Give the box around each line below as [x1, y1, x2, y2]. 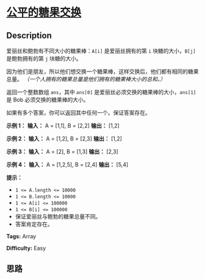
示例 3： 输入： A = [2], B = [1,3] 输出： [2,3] [6, 148, 119, 155]
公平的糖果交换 [6, 5, 82, 20]
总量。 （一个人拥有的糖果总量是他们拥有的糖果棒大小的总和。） [6, 76, 166, 82]
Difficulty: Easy [6, 245, 46, 252]
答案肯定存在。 [15, 220, 53, 228]
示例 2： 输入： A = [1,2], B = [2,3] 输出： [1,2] [6, 135, 122, 142]
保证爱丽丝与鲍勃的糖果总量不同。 [15, 213, 101, 220]
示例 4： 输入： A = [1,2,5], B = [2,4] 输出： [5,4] [6, 161, 129, 168]
